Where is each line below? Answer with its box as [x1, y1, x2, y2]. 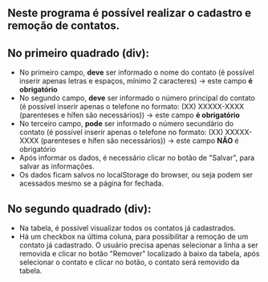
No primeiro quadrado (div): [7, 46, 150, 59]
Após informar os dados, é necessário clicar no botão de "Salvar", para [18, 153, 255, 163]
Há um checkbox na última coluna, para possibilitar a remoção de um [18, 232, 249, 242]
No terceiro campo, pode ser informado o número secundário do [18, 119, 234, 129]
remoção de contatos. [7, 19, 120, 33]
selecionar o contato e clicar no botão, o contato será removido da [18, 257, 240, 268]
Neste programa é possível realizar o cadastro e [7, 6, 252, 20]
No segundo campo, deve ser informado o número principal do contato [18, 93, 256, 103]
